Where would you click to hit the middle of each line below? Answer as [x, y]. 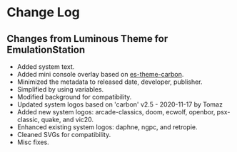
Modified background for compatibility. [74, 97]
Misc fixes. [33, 142]
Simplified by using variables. [60, 89]
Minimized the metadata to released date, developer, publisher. [110, 82]
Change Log [43, 12]
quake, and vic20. [67, 119]
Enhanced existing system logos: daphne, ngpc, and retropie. [107, 127]
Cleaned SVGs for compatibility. [64, 135]
